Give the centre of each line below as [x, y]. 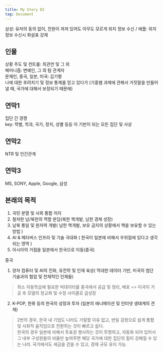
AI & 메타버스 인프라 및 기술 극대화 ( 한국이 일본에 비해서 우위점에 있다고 [81, 237]
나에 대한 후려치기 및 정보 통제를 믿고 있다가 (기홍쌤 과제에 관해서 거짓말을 [75, 83]
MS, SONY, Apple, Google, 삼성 [36, 183]
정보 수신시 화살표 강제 [27, 35]
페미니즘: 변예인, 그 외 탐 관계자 [35, 70]
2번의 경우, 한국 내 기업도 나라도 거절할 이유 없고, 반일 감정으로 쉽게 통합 [86, 320]
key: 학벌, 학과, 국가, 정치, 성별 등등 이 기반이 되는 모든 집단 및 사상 [69, 124]
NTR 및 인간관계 [20, 154]
